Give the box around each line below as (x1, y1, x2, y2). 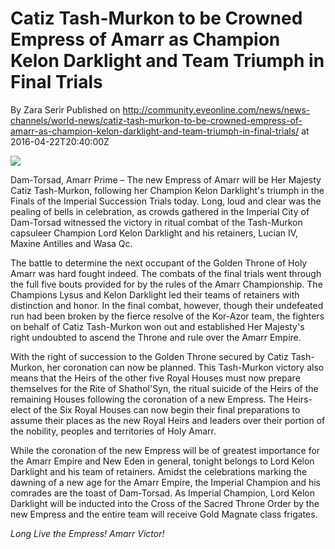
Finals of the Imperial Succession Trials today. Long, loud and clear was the (10, 195, 322, 207)
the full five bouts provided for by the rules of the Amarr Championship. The (10, 278, 323, 290)
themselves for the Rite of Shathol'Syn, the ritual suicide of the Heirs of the (10, 382, 319, 394)
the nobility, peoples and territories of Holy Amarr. (10, 425, 217, 437)
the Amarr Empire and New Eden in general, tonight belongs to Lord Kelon (10, 455, 315, 467)
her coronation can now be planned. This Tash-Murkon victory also (46, 361, 325, 373)
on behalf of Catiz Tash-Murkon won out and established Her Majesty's (10, 320, 305, 332)
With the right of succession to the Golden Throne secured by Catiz (10, 350, 289, 362)
